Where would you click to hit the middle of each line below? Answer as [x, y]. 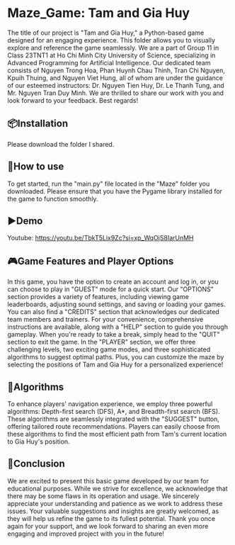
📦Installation [38, 124]
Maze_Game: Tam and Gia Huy [98, 13]
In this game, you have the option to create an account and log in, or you [113, 282]
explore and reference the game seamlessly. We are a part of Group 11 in [113, 47]
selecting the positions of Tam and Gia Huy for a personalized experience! [115, 365]
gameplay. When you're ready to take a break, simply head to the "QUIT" [114, 335]
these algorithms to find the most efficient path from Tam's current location [117, 434]
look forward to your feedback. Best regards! [73, 100]
